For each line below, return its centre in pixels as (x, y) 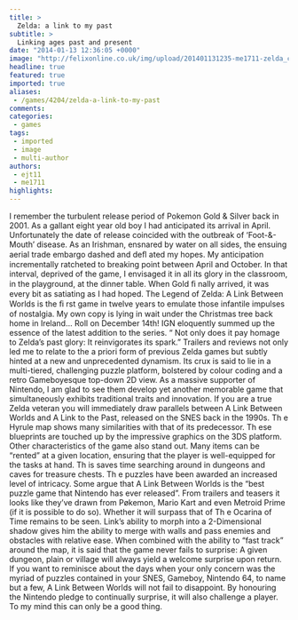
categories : (31, 116)
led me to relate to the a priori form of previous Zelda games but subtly (138, 351)
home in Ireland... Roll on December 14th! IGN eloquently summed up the (142, 323)
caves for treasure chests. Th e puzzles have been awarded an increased (143, 474)
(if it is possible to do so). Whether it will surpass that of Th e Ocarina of (141, 512)
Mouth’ (22, 244)
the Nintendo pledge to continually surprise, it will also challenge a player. (144, 597)
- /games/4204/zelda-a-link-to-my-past (87, 100)
